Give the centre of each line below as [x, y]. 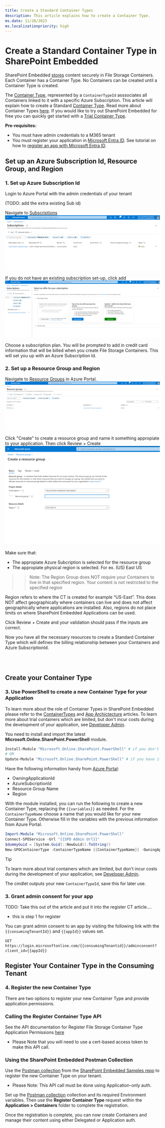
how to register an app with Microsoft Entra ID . [59, 146]
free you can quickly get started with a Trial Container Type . [66, 116]
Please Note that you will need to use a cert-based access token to [80, 1042]
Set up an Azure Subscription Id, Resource [71, 161]
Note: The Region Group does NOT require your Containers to [92, 577]
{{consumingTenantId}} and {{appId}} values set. [55, 931]
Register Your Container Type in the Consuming [80, 966]
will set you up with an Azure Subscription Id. [51, 355]
